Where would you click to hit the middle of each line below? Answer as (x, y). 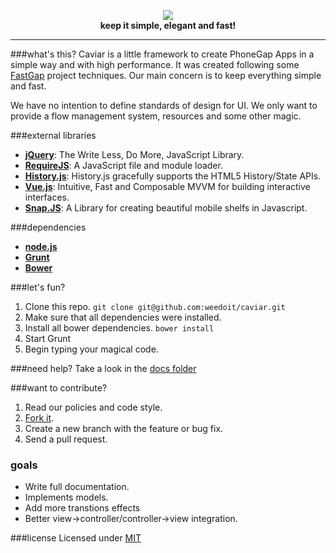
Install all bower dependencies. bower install (119, 328)
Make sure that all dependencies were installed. (123, 317)
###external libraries (53, 135)
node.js (41, 246)
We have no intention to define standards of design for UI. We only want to (164, 105)
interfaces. (47, 197)
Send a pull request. (66, 439)
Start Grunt (48, 338)
